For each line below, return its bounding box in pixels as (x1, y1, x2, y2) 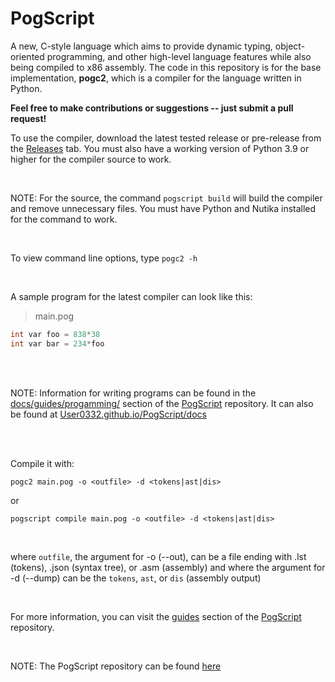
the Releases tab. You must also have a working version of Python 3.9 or (10, 142, 310, 154)
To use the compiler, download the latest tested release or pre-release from (10, 132, 322, 144)
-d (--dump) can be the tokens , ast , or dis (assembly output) (10, 572, 262, 584)
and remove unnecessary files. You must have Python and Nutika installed (10, 202, 317, 214)
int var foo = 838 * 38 (10, 329, 101, 339)
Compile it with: (10, 457, 75, 469)
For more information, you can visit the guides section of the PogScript (10, 610, 302, 622)
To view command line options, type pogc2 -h (10, 252, 198, 264)
